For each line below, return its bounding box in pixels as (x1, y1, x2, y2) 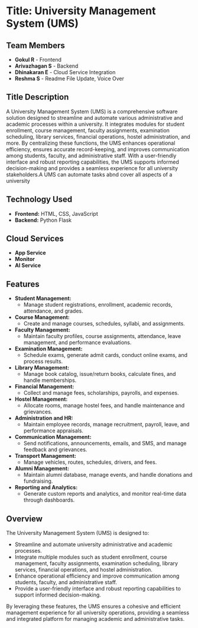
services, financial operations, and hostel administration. (14, 566, 152, 573)
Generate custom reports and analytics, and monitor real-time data (23, 490, 187, 498)
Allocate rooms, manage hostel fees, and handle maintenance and (23, 402, 185, 409)
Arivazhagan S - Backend (14, 62, 79, 69)
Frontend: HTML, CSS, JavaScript (14, 210, 99, 217)
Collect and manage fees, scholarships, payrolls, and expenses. (23, 390, 179, 397)
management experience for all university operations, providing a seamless (6, 609, 190, 616)
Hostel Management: (14, 396, 68, 403)
